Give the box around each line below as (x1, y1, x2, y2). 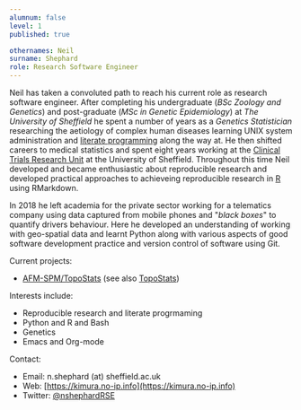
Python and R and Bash (22, 318, 110, 327)
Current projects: (9, 256, 73, 266)
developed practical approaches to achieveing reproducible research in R (9, 173, 281, 184)
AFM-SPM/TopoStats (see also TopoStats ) (22, 273, 180, 284)
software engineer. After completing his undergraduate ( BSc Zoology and (9, 97, 281, 108)
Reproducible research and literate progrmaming (22, 308, 203, 318)
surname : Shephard (9, 55, 78, 64)
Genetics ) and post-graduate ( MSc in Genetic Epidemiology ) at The (9, 107, 259, 117)
